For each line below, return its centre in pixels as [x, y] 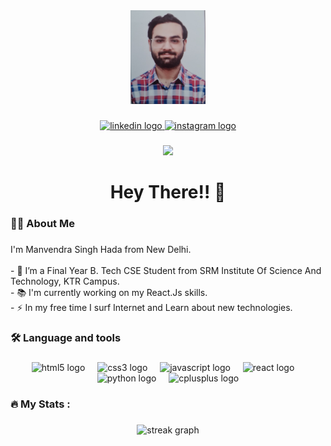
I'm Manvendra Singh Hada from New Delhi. [101, 249]
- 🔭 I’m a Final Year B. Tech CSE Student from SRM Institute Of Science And [166, 270]
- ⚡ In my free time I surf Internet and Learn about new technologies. [151, 307]
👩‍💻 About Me [42, 223]
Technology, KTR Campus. [65, 281]
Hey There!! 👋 [168, 192]
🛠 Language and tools [66, 337]
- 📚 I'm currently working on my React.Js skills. [109, 292]
